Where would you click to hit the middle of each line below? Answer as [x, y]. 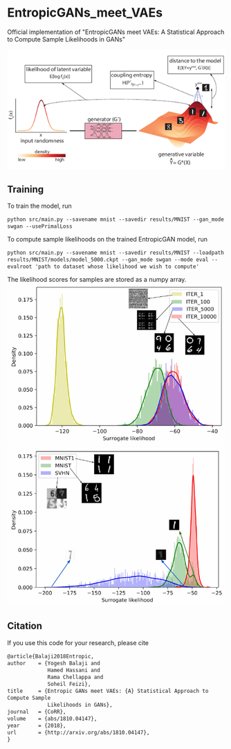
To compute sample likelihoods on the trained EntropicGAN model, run [108, 239]
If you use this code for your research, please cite [78, 642]
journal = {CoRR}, [37, 712]
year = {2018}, [37, 725]
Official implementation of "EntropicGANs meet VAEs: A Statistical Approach [116, 32]
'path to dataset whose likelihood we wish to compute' [117, 267]
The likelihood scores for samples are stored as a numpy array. [97, 279]
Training [26, 189]
